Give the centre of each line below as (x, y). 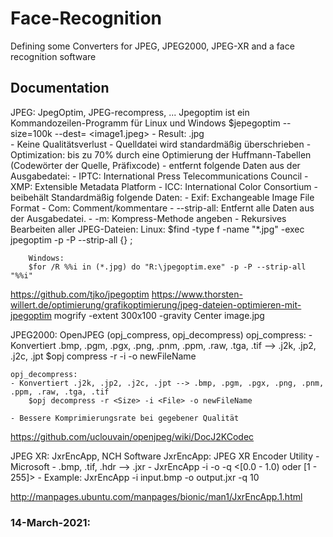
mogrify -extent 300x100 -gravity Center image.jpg (159, 315)
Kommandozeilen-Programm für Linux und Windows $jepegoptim (145, 123)
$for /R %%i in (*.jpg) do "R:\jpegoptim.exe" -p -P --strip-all (167, 267)
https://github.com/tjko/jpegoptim (80, 294)
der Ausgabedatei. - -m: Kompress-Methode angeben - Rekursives (148, 218)
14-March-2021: (51, 522)
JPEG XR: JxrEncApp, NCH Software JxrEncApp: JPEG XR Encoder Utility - (165, 456)
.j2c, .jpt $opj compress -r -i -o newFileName (103, 356)
